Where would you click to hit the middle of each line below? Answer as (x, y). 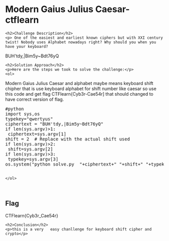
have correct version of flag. (35, 99)
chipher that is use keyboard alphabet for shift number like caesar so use (81, 89)
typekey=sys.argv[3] (33, 159)
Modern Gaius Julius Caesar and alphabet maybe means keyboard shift (79, 83)
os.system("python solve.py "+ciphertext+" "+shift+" (74, 164)
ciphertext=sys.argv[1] (37, 134)
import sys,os (23, 114)
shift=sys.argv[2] (30, 149)
